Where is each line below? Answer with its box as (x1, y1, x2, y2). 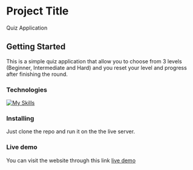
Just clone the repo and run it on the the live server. (6, 128, 135, 135)
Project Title (6, 4, 69, 18)
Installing (6, 114, 34, 122)
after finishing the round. (6, 71, 68, 78)
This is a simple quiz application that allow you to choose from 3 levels (6, 57, 183, 65)
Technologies (6, 86, 47, 94)
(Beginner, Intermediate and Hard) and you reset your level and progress (6, 64, 188, 71)
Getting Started (6, 42, 66, 52)
